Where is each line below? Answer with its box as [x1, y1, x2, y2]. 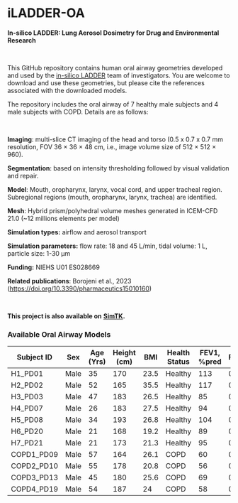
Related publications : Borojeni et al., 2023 [7, 276, 132, 285]
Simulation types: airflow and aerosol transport [7, 227, 147, 236]
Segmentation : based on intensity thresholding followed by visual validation [7, 163, 229, 172]
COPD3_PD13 [11, 472, 59, 482]
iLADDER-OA [7, 5, 85, 21]
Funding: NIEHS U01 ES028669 [7, 263, 101, 271]
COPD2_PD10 [11, 461, 59, 471]
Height [113, 348, 136, 358]
